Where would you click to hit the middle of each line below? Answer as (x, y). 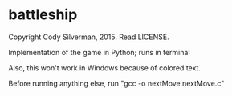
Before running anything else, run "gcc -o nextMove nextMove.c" (116, 83)
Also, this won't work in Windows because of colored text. (104, 68)
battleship (43, 15)
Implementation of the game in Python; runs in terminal (99, 52)
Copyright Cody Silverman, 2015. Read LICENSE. (89, 37)
